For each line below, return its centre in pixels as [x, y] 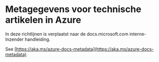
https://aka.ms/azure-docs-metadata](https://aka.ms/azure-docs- [85, 49]
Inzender [14, 39]
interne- [138, 34]
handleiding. [37, 39]
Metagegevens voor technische [73, 9]
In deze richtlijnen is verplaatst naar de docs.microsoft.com [67, 34]
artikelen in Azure [43, 20]
